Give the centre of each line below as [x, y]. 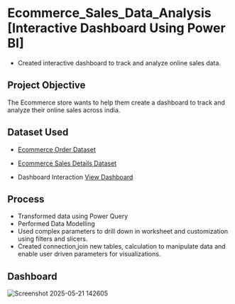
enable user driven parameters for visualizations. [89, 254]
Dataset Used [38, 132]
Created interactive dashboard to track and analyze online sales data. [119, 63]
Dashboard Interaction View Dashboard [75, 177]
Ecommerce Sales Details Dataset [67, 163]
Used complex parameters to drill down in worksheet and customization [123, 232]
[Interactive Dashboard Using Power [116, 28]
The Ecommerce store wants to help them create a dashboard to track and [116, 102]
